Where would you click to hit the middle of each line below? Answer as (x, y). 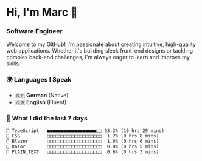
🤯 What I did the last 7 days (47, 118)
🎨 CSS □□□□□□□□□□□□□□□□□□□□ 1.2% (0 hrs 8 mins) (83, 136)
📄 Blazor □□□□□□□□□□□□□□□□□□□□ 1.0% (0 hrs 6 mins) (83, 142)
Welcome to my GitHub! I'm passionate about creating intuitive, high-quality (101, 44)
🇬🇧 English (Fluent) (41, 102)
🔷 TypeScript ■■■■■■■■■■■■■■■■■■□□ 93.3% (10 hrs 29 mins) (85, 131)
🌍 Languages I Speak (39, 80)
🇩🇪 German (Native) (42, 95)
